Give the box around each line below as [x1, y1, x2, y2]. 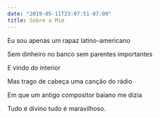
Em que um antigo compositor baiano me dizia [7, 91, 142, 99]
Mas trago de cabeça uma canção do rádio [7, 77, 133, 85]
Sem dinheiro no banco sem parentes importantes [7, 50, 153, 58]
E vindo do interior [7, 63, 61, 72]
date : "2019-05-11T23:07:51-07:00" [7, 10, 112, 18]
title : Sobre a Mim [7, 17, 65, 24]
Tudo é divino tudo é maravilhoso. [7, 104, 106, 112]
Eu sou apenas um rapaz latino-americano [7, 36, 130, 44]
